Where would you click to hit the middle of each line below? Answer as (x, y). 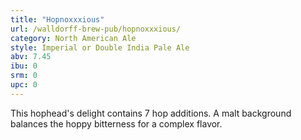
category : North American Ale (73, 38)
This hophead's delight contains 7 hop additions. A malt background (151, 113)
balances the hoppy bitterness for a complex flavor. (116, 123)
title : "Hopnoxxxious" (57, 19)
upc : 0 (24, 85)
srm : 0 (24, 76)
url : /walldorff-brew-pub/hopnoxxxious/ (96, 29)
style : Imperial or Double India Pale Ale (100, 47)
